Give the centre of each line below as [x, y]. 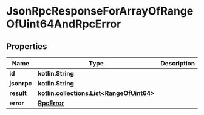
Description [178, 63]
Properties [27, 46]
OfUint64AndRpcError [64, 24]
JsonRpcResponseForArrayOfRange [100, 11]
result [18, 93]
